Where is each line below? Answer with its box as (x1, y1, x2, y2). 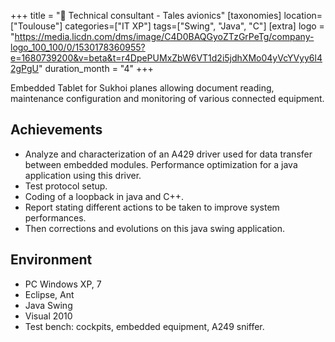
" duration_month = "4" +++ (38, 63, 154, 74)
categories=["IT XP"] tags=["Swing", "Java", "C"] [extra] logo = (64, 20, 325, 32)
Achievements (10, 121, 103, 139)
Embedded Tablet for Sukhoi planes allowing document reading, (10, 82, 275, 94)
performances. (24, 211, 87, 224)
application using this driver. (24, 169, 142, 181)
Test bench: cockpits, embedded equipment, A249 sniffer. (24, 320, 265, 332)
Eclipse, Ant (24, 288, 75, 300)
